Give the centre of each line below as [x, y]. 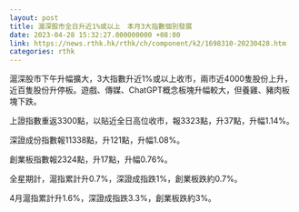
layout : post [34, 18]
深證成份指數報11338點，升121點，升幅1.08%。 [97, 140]
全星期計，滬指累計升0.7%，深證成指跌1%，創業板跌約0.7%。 [126, 179]
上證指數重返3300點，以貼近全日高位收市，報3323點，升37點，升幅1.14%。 [152, 121]
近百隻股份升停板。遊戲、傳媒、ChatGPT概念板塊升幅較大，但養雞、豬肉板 [150, 90]
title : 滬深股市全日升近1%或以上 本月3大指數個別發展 [101, 26]
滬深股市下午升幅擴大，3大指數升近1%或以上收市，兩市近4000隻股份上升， [151, 79]
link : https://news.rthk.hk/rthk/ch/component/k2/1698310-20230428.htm [148, 43]
